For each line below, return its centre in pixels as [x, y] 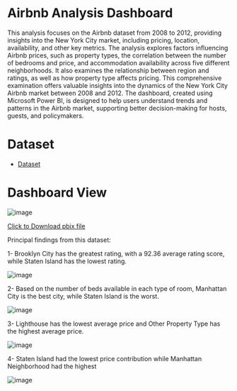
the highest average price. [46, 331]
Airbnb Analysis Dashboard [90, 13]
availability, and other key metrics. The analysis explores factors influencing [118, 48]
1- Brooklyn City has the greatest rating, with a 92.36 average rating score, [116, 253]
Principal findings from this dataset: [59, 240]
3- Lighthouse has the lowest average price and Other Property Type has [114, 324]
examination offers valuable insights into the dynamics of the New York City [118, 85]
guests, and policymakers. [46, 116]
